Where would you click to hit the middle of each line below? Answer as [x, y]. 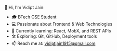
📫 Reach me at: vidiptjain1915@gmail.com [53, 43]
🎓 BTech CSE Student [34, 17]
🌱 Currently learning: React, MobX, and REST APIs [61, 31]
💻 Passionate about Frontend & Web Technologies [62, 24]
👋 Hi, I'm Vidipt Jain [24, 7]
